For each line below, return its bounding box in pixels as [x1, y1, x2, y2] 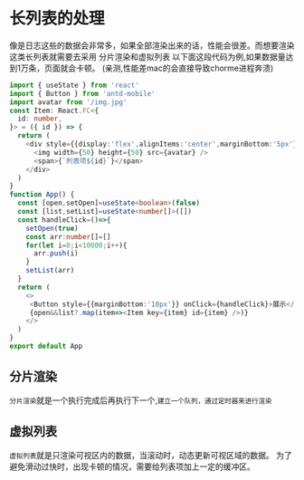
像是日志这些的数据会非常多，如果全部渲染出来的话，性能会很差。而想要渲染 [9, 40, 295, 51]
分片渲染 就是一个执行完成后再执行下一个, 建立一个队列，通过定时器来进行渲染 [9, 395, 272, 406]
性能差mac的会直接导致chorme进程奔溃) [122, 62, 274, 73]
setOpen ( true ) [25, 224, 79, 233]
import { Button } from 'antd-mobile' [9, 89, 156, 98]
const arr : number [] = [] [25, 232, 111, 241]
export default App [9, 341, 83, 351]
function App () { [9, 190, 75, 199]
